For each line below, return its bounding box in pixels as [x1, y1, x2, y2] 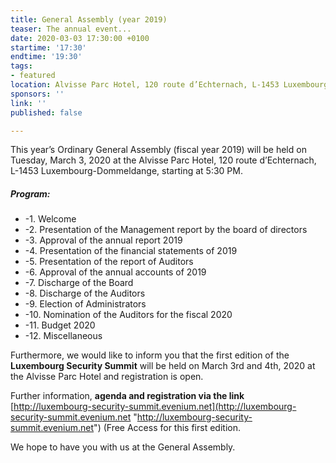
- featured [10, 71, 56, 81]
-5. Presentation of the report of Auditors [24, 256, 194, 268]
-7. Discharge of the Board [24, 277, 134, 289]
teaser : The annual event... [10, 24, 132, 34]
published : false [10, 107, 83, 118]
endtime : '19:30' [10, 52, 83, 62]
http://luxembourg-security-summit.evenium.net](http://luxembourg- [13, 401, 297, 413]
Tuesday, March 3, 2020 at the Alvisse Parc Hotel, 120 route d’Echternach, [10, 154, 317, 166]
